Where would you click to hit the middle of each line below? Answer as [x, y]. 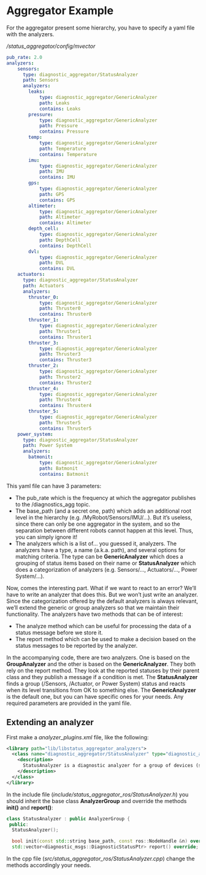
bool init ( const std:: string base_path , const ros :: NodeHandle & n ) [100, 841]
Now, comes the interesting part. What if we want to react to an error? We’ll [101, 588]
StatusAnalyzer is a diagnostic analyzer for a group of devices [108, 766]
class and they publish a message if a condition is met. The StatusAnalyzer [102, 677]
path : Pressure [59, 126]
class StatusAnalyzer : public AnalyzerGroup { [68, 819]
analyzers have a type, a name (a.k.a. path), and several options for [100, 550]
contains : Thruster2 [65, 383]
